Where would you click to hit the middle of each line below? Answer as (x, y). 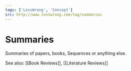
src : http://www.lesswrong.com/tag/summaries (53, 15)
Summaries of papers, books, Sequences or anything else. (66, 53)
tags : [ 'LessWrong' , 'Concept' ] (39, 10)
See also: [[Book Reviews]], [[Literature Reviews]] (57, 63)
